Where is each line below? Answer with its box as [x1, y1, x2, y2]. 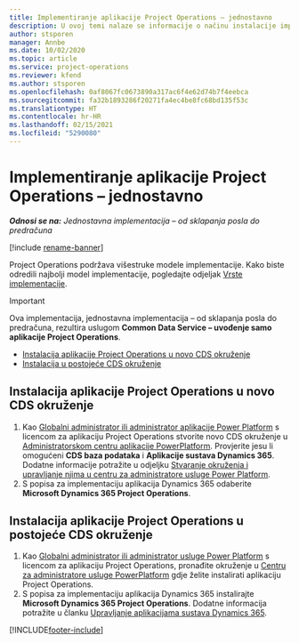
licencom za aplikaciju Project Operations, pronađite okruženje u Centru [21, 560, 287, 571]
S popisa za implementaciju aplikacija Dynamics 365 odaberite [21, 478, 252, 489]
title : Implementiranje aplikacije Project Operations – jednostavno [9, 12, 273, 22]
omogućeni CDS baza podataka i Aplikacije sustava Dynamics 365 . [21, 450, 275, 461]
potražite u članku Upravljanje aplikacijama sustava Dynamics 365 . [21, 607, 267, 618]
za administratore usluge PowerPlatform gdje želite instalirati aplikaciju [21, 570, 282, 581]
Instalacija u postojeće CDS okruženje [21, 358, 162, 369]
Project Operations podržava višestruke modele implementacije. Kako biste [9, 259, 285, 269]
